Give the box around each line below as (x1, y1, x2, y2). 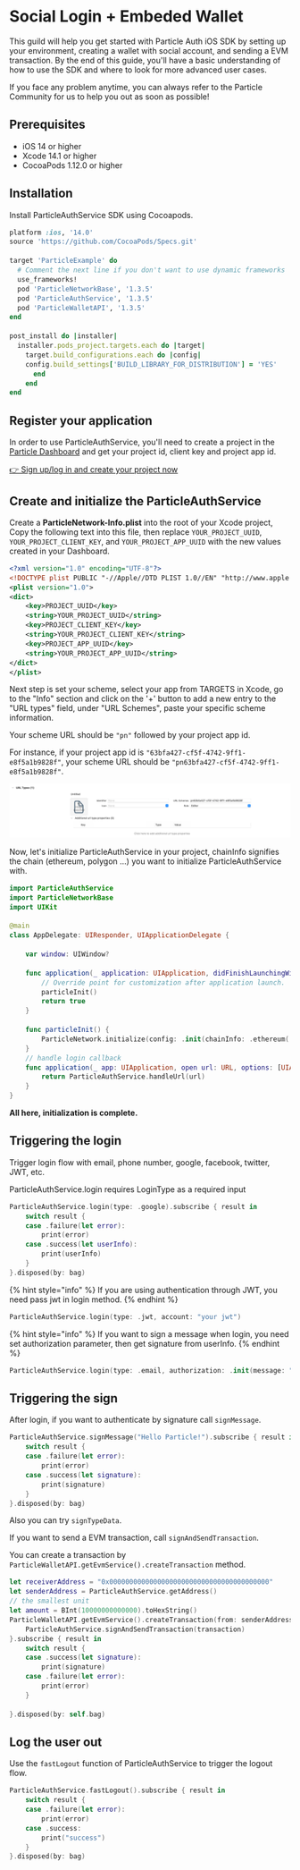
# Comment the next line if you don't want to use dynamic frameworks (17, 266, 286, 275)
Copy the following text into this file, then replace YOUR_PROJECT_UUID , (9, 526, 262, 537)
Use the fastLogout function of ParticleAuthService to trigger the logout (9, 1758, 273, 1769)
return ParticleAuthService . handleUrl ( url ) (41, 1072, 205, 1081)
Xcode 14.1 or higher (21, 150, 97, 161)
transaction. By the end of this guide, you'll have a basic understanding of (9, 55, 281, 65)
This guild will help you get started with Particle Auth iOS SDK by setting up (9, 36, 287, 47)
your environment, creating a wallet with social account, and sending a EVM (9, 45, 288, 55)
